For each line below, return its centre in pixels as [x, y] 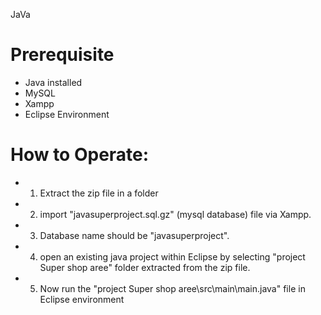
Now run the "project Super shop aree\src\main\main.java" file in [172, 288]
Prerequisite [62, 55]
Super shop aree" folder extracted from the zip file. [145, 267]
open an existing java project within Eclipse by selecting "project [172, 256]
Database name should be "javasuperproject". [134, 235]
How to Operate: [80, 155]
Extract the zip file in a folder [99, 193]
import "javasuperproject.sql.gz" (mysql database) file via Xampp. [175, 214]
